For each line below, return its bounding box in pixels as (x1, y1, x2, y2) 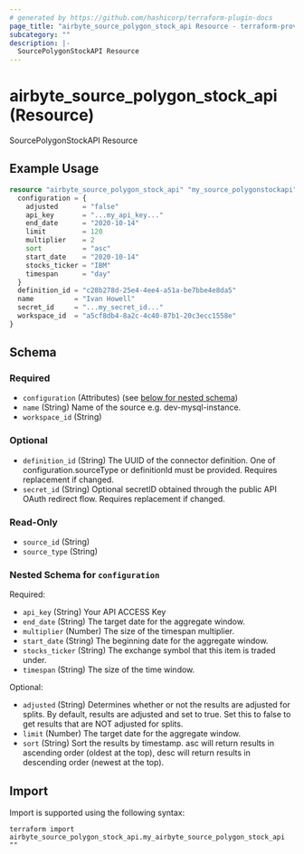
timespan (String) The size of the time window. (22, 664, 195, 675)
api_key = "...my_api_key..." (25, 210, 165, 220)
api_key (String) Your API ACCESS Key (22, 607, 166, 618)
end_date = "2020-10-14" (25, 219, 140, 228)
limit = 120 (25, 227, 103, 236)
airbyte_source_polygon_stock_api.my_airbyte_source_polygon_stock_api (9, 833, 285, 842)
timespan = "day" (25, 269, 111, 279)
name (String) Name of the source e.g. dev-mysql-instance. (22, 402, 242, 413)
